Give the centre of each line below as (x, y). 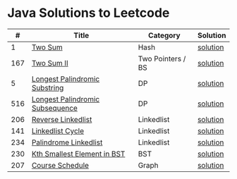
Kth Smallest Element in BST (78, 154)
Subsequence (54, 108)
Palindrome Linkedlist (67, 142)
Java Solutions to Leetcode (89, 13)
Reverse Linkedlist (62, 119)
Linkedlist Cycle (58, 130)
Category (164, 35)
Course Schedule (60, 165)
